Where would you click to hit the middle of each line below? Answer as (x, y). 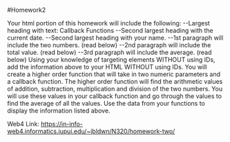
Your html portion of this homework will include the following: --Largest (109, 23)
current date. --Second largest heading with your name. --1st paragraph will (115, 38)
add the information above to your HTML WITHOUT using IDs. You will (107, 67)
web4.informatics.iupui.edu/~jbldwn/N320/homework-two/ (91, 131)
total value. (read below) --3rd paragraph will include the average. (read (109, 52)
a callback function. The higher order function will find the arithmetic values (115, 81)
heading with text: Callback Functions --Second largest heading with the (110, 31)
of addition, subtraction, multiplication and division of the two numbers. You (115, 89)
